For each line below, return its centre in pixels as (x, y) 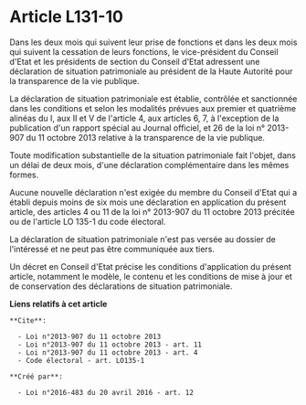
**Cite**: (28, 320)
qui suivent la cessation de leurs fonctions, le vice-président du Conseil (144, 51)
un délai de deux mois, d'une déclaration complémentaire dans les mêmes (149, 165)
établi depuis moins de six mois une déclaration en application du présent (148, 202)
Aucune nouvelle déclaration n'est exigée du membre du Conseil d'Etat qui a (153, 192)
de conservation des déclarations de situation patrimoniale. (121, 286)
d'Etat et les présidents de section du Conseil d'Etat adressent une (135, 61)
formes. (24, 175)
